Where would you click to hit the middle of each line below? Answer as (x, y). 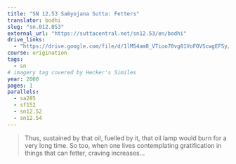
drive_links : (26, 40)
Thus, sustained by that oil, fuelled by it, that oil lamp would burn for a (125, 138)
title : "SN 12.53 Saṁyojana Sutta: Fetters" (73, 14)
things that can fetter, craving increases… (85, 153)
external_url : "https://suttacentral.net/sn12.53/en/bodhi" (97, 33)
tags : (15, 60)
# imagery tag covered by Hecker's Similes (72, 72)
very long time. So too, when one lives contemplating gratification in (123, 145)
